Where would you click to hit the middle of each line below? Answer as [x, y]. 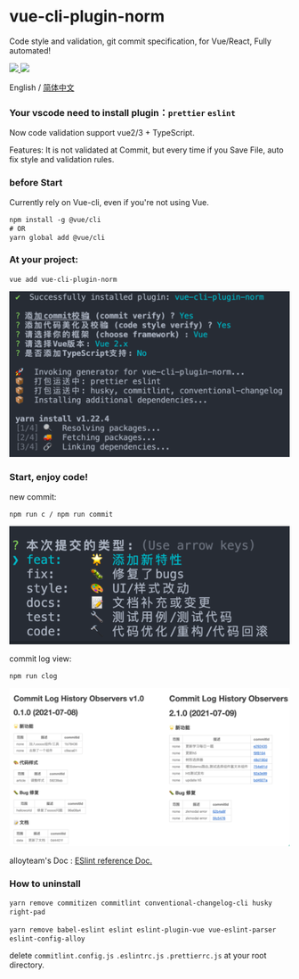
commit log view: [40, 659]
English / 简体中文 [42, 87]
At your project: [44, 260]
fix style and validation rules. [62, 160]
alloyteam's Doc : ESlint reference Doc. [81, 860]
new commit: [33, 496]
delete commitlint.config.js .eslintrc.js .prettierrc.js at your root [138, 956]
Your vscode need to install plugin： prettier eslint [122, 112]
